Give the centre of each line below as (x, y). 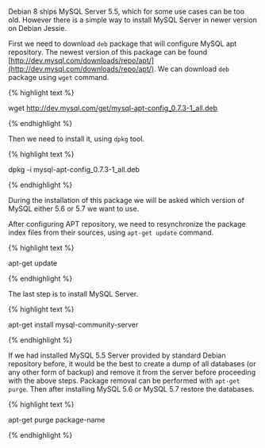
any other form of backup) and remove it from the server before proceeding (132, 372)
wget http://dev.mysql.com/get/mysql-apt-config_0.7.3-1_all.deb (113, 108)
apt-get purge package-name (57, 420)
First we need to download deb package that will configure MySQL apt (123, 44)
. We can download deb (192, 69)
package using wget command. (59, 77)
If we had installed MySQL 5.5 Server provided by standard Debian (117, 355)
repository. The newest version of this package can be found (108, 52)
